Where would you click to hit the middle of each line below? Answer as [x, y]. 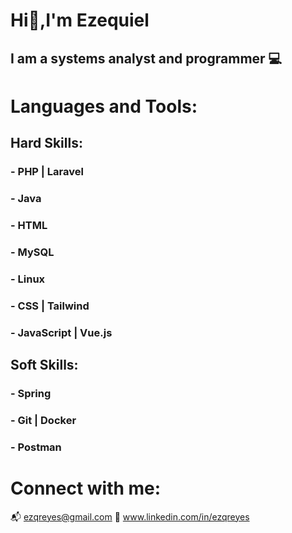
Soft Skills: [44, 365]
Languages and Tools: [104, 106]
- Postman [36, 447]
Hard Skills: [46, 143]
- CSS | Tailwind [50, 306]
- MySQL [32, 252]
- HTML [29, 225]
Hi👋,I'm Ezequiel [80, 20]
